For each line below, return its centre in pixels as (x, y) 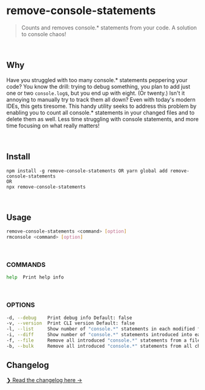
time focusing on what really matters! (53, 126)
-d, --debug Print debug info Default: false (69, 318)
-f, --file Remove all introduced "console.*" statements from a (97, 340)
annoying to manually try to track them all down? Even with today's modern (101, 99)
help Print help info (35, 277)
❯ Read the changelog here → (44, 380)
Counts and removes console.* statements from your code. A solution (109, 28)
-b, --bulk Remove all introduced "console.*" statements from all (99, 346)
